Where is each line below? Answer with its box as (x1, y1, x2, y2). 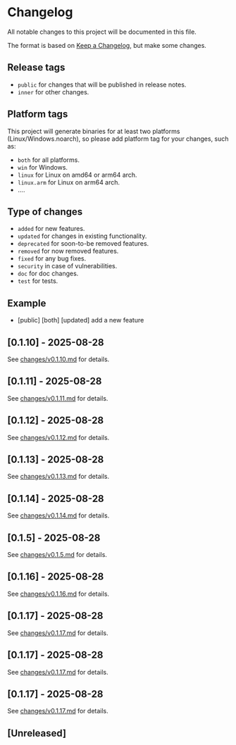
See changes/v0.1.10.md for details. (7, 355, 110, 363)
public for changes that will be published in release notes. (17, 80, 187, 89)
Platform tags (7, 108, 68, 120)
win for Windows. (17, 163, 68, 171)
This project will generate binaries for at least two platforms (7, 127, 180, 135)
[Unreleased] (7, 727, 67, 739)
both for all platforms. (17, 156, 80, 164)
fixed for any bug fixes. (17, 254, 87, 263)
